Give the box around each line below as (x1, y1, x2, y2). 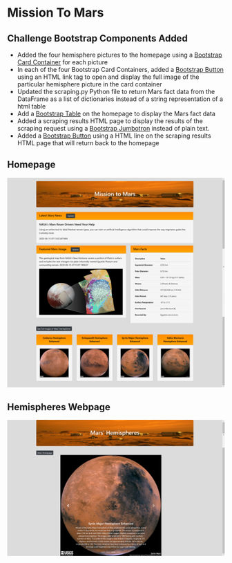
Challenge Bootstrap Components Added (7, 33, 188, 44)
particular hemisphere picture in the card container (17, 80, 162, 88)
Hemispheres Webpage (7, 401, 110, 413)
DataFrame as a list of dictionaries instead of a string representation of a (17, 95, 223, 103)
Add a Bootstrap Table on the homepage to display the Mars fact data (17, 109, 216, 118)
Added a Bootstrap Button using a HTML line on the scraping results (17, 131, 212, 140)
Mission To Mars (7, 5, 104, 21)
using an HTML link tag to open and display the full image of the (17, 73, 200, 81)
